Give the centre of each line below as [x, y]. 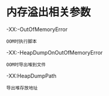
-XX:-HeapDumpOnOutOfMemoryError [54, 52]
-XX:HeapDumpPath [32, 76]
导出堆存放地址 [22, 88]
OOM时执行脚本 [22, 41]
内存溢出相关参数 [49, 12]
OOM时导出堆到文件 [26, 64]
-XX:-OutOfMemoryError [37, 29]
